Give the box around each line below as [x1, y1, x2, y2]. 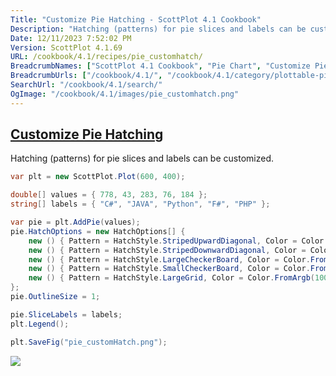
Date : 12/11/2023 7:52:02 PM [10, 33, 132, 43]
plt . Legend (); [10, 319, 70, 329]
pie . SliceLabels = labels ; [10, 309, 123, 320]
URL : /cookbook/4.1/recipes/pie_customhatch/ [10, 52, 203, 62]
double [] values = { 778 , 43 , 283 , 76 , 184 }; [10, 190, 208, 200]
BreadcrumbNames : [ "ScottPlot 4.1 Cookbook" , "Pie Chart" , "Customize [10, 61, 311, 71]
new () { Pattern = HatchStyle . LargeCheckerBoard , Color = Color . [28, 254, 311, 265]
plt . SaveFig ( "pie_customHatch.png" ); [10, 337, 168, 347]
